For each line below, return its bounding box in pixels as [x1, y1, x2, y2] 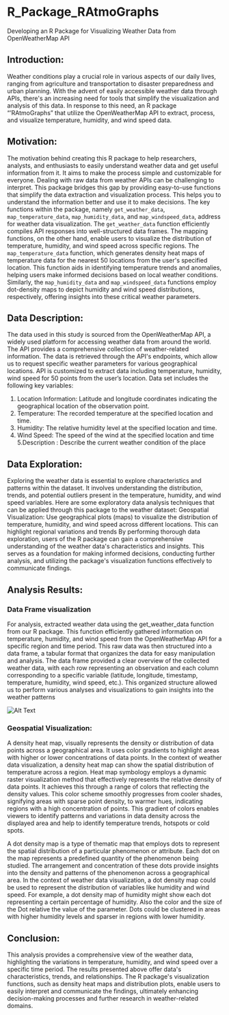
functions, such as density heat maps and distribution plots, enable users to [7, 979, 221, 988]
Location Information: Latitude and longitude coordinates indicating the [16, 395, 217, 403]
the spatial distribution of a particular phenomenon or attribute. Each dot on [7, 847, 220, 855]
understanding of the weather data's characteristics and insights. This [7, 542, 205, 551]
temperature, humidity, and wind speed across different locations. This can [7, 521, 219, 529]
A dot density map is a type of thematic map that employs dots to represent [7, 839, 220, 848]
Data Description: [7, 312, 84, 324]
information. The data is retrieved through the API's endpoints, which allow [7, 353, 218, 361]
